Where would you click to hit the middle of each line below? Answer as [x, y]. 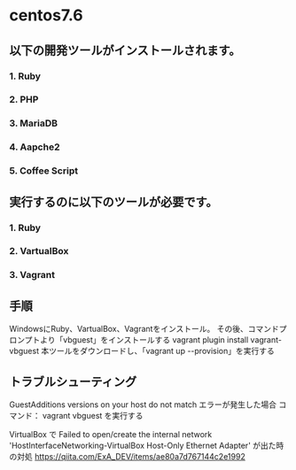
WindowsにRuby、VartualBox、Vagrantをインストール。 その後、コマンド [144, 329]
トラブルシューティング [73, 381]
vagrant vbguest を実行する [93, 415]
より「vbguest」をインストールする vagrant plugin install [144, 340]
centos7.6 [46, 15]
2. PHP [24, 100]
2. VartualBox [39, 251]
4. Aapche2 [35, 147]
